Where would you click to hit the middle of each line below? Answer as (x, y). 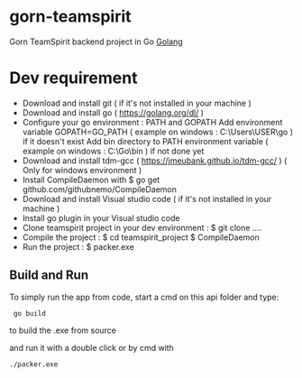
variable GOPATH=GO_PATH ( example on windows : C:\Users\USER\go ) (157, 132)
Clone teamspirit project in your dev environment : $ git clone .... (142, 227)
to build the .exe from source (63, 330)
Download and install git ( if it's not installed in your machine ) (137, 103)
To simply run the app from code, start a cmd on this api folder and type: (144, 297)
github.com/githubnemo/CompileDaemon (100, 189)
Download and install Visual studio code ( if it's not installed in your (147, 198)
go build (30, 313)
